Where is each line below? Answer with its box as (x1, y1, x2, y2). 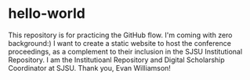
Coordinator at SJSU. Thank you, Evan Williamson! (8, 63, 171, 72)
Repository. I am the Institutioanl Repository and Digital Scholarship (8, 55, 225, 64)
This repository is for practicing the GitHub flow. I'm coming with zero (8, 30, 233, 40)
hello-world (8, 5, 86, 23)
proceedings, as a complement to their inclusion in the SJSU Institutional (8, 47, 243, 56)
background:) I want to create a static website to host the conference (8, 38, 231, 47)
